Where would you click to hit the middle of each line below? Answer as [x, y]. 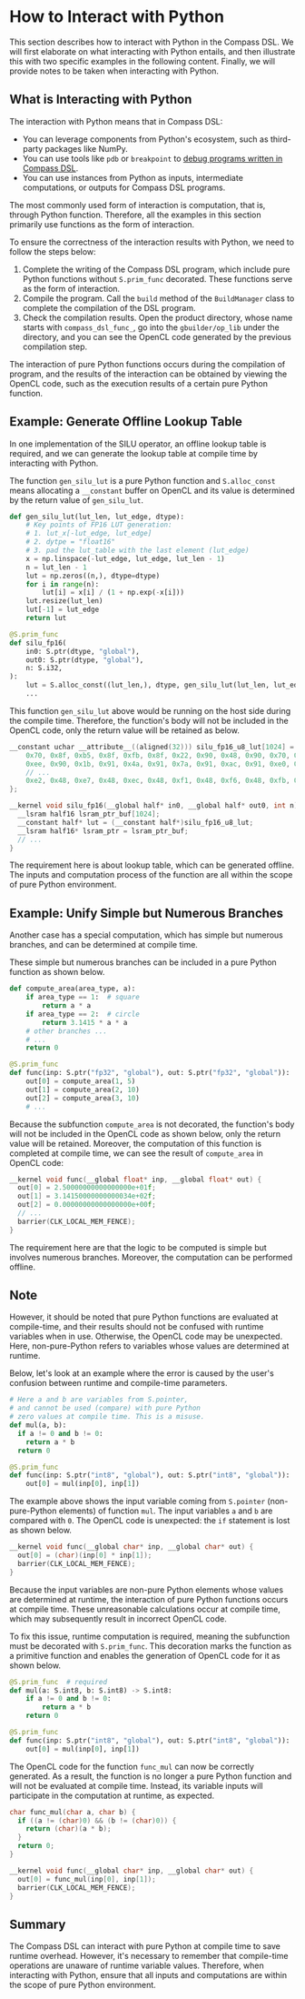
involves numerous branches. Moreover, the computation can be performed [151, 1257]
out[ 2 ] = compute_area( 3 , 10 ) [83, 1098]
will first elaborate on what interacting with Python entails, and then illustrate [152, 51]
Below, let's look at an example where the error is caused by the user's [142, 1373]
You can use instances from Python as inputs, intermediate [133, 177]
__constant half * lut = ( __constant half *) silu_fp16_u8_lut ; [136, 822]
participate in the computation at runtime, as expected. [112, 1795]
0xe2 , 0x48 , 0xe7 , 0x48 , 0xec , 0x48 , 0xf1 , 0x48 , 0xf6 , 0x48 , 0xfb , [158, 781]
